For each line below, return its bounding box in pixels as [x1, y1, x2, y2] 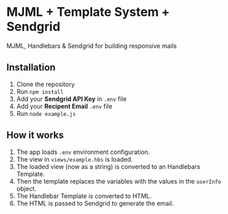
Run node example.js [16, 109, 76, 117]
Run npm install [16, 87, 64, 95]
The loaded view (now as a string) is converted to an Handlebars [16, 162, 200, 171]
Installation [6, 61, 56, 73]
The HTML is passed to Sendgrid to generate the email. [16, 199, 174, 207]
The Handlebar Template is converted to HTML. [16, 191, 152, 200]
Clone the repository [16, 80, 75, 88]
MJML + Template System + [6, 4, 170, 20]
